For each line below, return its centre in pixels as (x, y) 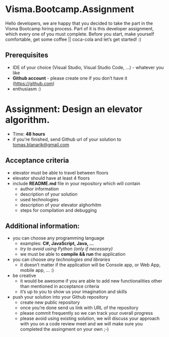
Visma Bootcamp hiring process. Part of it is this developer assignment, (79, 28)
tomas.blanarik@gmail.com (41, 144)
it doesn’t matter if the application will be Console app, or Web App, (90, 265)
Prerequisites (27, 55)
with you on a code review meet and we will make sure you (81, 324)
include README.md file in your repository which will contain (76, 183)
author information (39, 189)
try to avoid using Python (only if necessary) (66, 249)
